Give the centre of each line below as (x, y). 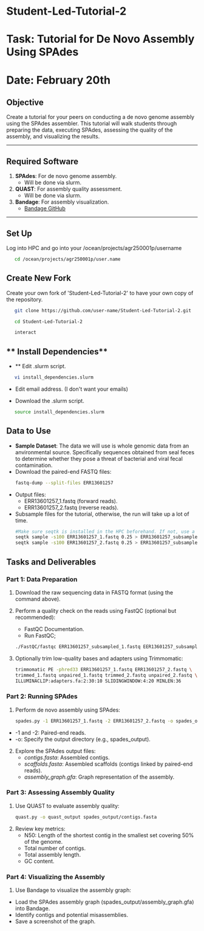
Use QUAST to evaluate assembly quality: (67, 805)
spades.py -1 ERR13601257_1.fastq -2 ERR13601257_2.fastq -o (94, 721)
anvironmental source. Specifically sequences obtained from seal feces (105, 452)
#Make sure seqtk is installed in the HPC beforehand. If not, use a (105, 532)
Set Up (19, 233)
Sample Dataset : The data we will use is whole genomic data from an (102, 446)
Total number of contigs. (55, 848)
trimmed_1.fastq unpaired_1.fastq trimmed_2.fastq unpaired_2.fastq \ (106, 675)
